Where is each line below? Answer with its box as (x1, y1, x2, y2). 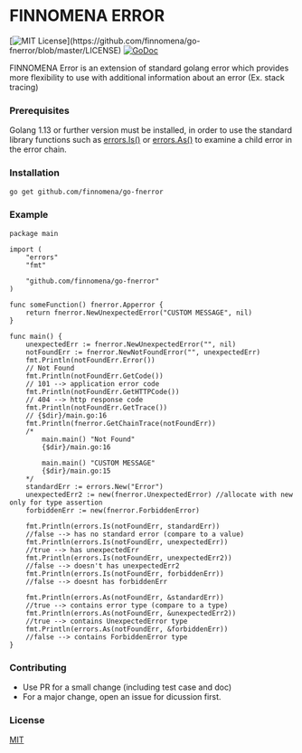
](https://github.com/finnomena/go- (66, 35, 201, 46)
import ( (9, 245, 42, 254)
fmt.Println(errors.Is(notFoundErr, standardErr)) (25, 522, 221, 531)
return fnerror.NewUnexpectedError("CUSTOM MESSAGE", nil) (25, 308, 253, 317)
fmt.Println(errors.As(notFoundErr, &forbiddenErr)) (25, 625, 229, 634)
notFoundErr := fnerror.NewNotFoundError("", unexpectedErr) (25, 347, 260, 357)
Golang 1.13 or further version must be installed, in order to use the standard (9, 125, 292, 136)
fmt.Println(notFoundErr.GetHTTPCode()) (25, 387, 180, 396)
